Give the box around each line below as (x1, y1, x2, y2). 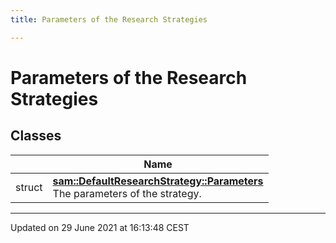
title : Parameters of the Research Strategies (10, 14, 208, 25)
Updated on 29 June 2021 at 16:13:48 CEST (10, 221, 190, 233)
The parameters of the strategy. (52, 186, 202, 200)
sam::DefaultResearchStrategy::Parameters (52, 174, 264, 188)
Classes (10, 127, 62, 145)
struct (15, 180, 43, 194)
